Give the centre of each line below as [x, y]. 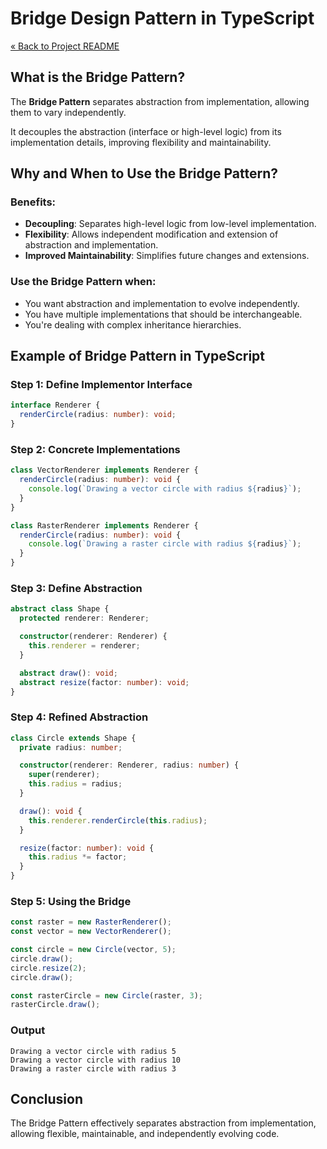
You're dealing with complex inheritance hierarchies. [133, 324]
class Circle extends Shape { [73, 738]
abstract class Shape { [60, 609]
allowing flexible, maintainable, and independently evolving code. [145, 1134]
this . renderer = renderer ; [84, 646]
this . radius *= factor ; [78, 857]
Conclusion [47, 1099]
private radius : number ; [71, 747]
